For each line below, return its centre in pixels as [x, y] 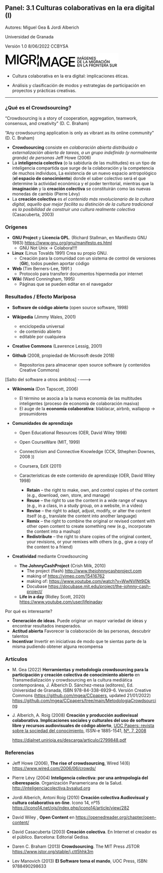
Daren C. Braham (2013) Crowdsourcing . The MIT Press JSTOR [76, 847]
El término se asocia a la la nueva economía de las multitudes [81, 398]
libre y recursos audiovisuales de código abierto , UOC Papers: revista [83, 725]
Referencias [20, 752]
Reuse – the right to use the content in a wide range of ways [87, 500]
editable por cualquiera [42, 336]
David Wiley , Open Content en [43, 817]
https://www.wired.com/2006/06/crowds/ [54, 768]
